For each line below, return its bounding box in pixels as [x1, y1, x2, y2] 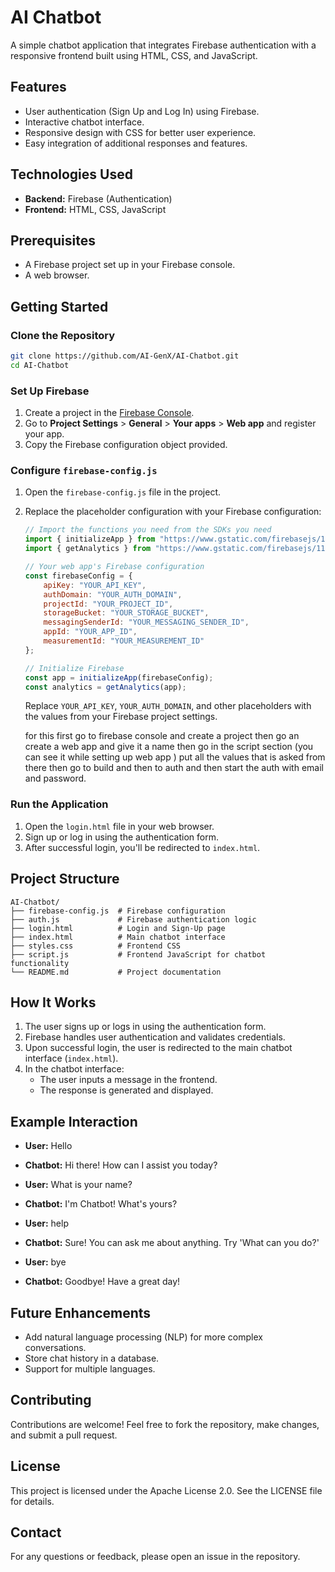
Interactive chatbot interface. [24, 116, 145, 128]
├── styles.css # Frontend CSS [10, 941, 182, 951]
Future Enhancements [10, 1304, 152, 1321]
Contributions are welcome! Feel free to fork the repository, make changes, [10, 1418, 320, 1430]
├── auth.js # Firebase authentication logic [10, 914, 257, 925]
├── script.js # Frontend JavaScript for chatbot [10, 949, 267, 960]
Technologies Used [10, 166, 133, 183]
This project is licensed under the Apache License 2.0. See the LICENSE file [10, 1484, 323, 1496]
